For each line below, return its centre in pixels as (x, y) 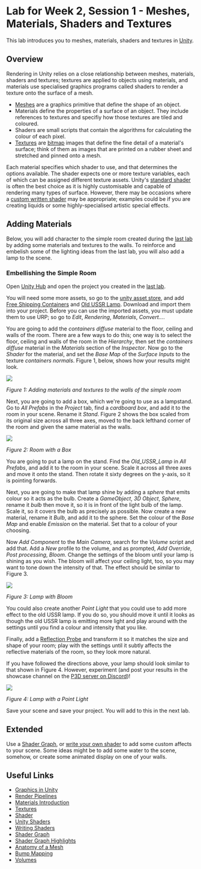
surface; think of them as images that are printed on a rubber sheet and (103, 149)
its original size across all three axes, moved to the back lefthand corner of (98, 420)
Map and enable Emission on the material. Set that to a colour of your (92, 524)
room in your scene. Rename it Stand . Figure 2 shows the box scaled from (98, 414)
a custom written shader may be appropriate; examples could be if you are (98, 199)
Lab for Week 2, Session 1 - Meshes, (98, 11)
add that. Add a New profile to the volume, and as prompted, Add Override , (99, 548)
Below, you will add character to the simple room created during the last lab (100, 239)
